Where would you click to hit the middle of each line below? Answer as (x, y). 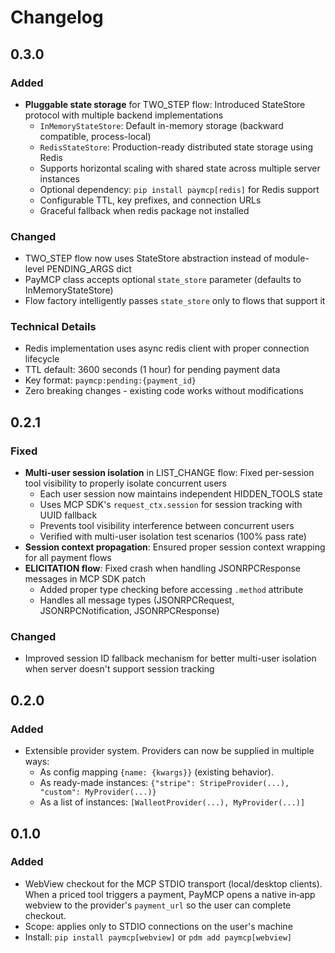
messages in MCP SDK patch (85, 579)
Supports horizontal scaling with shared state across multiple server (180, 168)
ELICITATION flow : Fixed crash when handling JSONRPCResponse (163, 568)
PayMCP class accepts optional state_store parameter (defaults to (163, 280)
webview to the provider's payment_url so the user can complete (158, 905)
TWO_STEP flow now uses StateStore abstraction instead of (148, 258)
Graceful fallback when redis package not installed (144, 210)
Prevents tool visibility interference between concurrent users (167, 526)
